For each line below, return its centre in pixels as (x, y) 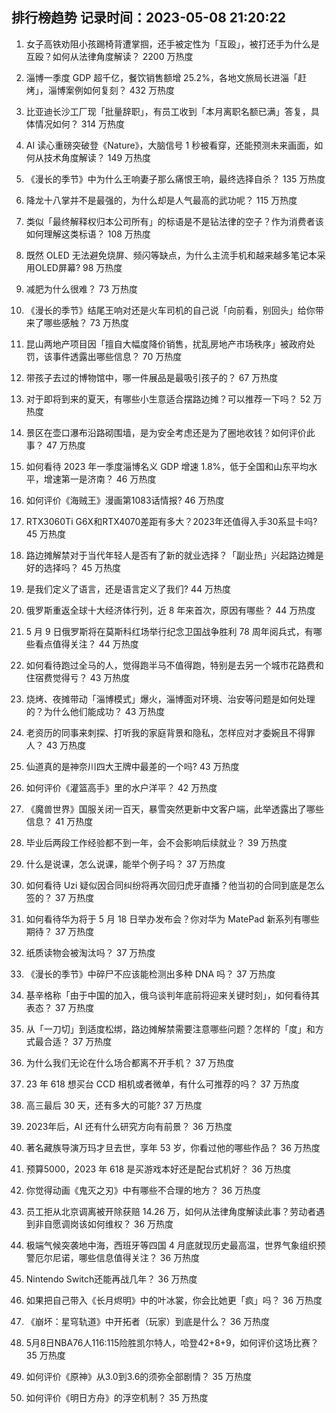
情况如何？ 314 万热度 (80, 124)
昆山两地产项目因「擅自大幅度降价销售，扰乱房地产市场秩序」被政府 (166, 344)
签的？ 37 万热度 (60, 897)
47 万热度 (65, 445)
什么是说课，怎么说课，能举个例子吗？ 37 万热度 (125, 864)
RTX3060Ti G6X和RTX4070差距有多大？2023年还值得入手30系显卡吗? (171, 521)
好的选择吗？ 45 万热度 (73, 567)
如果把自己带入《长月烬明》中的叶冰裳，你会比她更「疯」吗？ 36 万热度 (174, 1300)
